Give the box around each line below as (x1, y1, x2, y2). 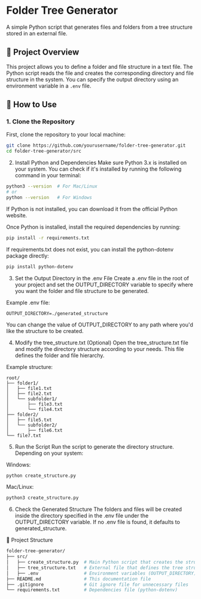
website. (6, 211, 28, 219)
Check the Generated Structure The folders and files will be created (14, 506, 182, 513)
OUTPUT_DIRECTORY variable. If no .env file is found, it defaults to (14, 519, 181, 526)
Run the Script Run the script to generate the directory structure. (14, 443, 175, 450)
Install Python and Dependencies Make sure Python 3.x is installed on (14, 159, 187, 167)
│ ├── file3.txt (6, 401, 63, 407)
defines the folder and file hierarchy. (14, 352, 105, 359)
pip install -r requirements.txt (6, 235, 90, 241)
